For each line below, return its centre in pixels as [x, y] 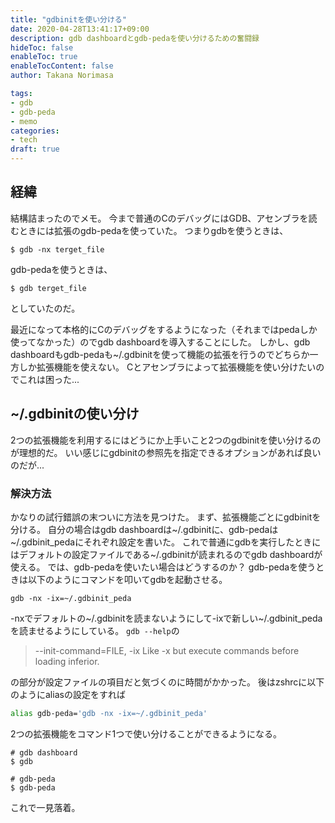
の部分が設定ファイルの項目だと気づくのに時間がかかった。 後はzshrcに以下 [167, 682]
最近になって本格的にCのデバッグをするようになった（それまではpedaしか [164, 329]
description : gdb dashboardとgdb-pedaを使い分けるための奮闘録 [135, 38]
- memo [24, 121]
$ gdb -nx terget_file [57, 249]
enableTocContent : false [62, 66]
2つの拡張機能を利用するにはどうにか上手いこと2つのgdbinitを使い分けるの [166, 440]
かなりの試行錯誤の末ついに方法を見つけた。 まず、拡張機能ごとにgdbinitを [166, 517]
